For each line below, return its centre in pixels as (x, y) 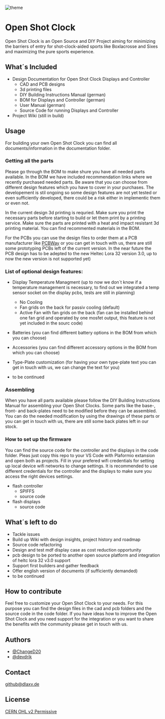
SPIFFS (27, 491)
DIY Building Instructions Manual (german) (63, 95)
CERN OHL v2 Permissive (31, 711)
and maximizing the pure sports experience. (50, 51)
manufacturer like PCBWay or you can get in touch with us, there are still (79, 243)
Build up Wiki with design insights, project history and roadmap (76, 539)
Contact (18, 672)
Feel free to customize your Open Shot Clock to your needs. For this (74, 603)
